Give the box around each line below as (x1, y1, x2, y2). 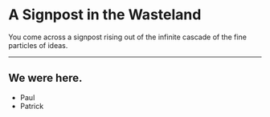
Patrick (19, 101, 44, 111)
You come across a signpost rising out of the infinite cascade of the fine (8, 32, 247, 42)
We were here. (8, 71, 83, 85)
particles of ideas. (8, 40, 68, 50)
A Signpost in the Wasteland (8, 6, 202, 24)
